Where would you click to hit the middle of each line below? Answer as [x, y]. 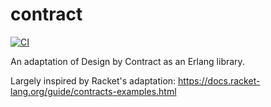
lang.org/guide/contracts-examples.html [93, 91]
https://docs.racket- [219, 80]
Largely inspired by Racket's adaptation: [93, 80]
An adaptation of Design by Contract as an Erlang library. [127, 61]
